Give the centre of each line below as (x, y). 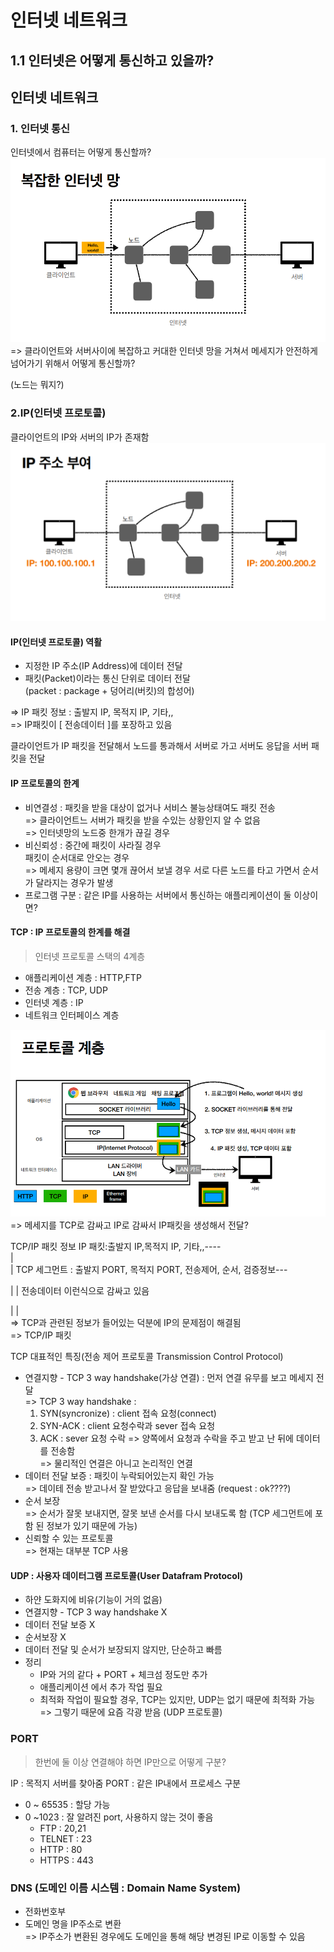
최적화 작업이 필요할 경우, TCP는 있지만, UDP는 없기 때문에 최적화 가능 (177, 1700)
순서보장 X (45, 1637)
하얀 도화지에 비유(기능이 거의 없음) (93, 1600)
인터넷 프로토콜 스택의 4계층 (90, 956)
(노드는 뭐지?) (37, 385)
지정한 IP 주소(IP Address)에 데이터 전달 (103, 666)
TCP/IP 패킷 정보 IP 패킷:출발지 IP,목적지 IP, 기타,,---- (116, 1247)
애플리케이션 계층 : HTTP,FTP (83, 977)
